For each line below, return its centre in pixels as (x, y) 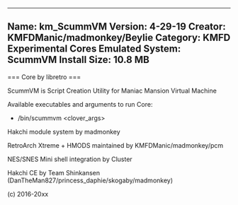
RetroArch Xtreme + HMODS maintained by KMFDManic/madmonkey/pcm (115, 145)
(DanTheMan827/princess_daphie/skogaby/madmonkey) (90, 180)
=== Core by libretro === (44, 77)
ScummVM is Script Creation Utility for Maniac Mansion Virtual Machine (112, 90)
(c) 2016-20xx (28, 194)
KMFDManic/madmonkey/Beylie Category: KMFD (119, 38)
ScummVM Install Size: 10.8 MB (79, 60)
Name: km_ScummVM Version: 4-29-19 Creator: (117, 27)
